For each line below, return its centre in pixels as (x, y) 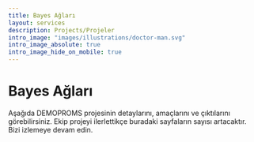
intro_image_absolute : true (55, 45)
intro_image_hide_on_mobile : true (65, 52)
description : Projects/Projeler (61, 30)
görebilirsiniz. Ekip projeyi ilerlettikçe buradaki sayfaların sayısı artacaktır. (127, 121)
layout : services (37, 23)
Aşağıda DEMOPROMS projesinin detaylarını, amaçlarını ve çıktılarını (119, 113)
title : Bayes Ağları (42, 15)
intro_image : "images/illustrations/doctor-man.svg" (97, 37)
